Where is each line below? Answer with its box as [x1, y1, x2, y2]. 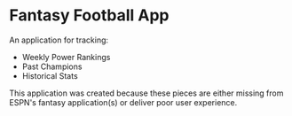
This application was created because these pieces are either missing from [9, 88, 284, 98]
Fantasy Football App [9, 5, 170, 26]
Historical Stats [21, 70, 78, 81]
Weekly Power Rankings [21, 51, 111, 62]
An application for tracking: [9, 35, 109, 45]
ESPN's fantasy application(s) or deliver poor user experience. [9, 97, 238, 107]
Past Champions [21, 61, 83, 72]
